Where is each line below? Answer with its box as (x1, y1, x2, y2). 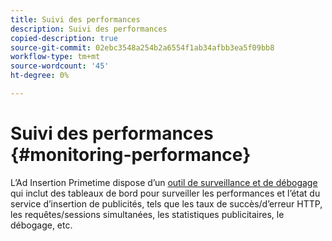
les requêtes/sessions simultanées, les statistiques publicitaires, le (10, 208, 285, 220)
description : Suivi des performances (10, 24, 168, 34)
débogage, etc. (10, 219, 73, 231)
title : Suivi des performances (10, 14, 141, 25)
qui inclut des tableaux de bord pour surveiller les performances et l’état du (10, 187, 321, 199)
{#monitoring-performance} (10, 144, 252, 166)
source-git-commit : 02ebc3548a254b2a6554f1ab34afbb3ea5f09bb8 (10, 42, 275, 53)
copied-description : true (10, 33, 118, 43)
